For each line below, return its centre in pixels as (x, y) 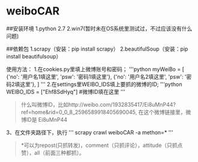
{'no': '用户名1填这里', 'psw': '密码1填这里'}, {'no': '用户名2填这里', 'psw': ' (97, 76)
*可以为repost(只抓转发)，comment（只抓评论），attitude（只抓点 (102, 145)
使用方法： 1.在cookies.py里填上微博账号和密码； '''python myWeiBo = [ (95, 69)
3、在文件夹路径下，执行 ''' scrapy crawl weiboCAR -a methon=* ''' (90, 132)
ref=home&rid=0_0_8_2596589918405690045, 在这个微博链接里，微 (106, 112)
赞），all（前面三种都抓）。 (53, 152)
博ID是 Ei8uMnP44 (44, 119)
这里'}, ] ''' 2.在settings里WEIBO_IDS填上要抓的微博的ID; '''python (101, 84)
